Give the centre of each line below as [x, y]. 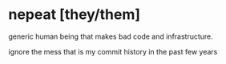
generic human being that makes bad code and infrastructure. [111, 36]
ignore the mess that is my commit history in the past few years [113, 51]
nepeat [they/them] [75, 15]
